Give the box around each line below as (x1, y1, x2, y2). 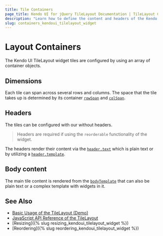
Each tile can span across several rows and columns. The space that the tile (5, 90, 157, 95)
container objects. (5, 63, 41, 68)
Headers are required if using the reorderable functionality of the (16, 131, 147, 137)
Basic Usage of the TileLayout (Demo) (12, 210, 88, 216)
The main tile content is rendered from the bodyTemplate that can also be (5, 178, 150, 184)
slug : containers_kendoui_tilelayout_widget (5, 20, 97, 26)
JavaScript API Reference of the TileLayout (12, 215, 98, 221)
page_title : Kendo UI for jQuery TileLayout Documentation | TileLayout (5, 12, 155, 17)
